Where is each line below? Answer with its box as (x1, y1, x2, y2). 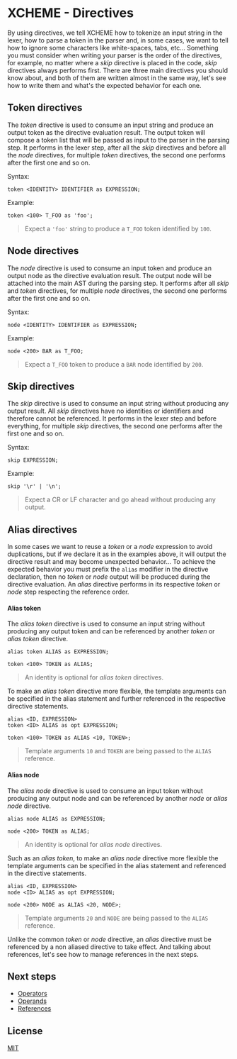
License (7, 1025, 43, 1037)
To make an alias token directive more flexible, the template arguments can (7, 687, 226, 696)
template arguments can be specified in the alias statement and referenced (7, 861, 226, 870)
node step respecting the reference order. (7, 587, 129, 597)
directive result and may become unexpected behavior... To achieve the (7, 558, 216, 566)
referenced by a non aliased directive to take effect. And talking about (7, 942, 211, 951)
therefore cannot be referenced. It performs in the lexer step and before (7, 414, 217, 423)
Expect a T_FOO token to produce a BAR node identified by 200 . (24, 360, 204, 368)
